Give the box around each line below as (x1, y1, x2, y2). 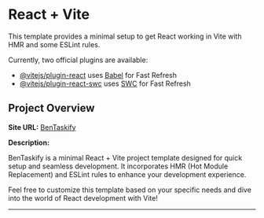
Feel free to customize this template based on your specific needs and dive (8, 185, 251, 194)
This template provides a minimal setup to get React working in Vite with (8, 31, 242, 41)
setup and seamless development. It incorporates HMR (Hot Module (8, 161, 229, 171)
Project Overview (8, 102, 95, 115)
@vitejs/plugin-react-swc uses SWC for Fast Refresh (19, 79, 191, 88)
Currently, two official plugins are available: (8, 55, 148, 65)
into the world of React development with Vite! (8, 193, 159, 202)
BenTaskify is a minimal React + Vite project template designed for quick (8, 153, 243, 162)
